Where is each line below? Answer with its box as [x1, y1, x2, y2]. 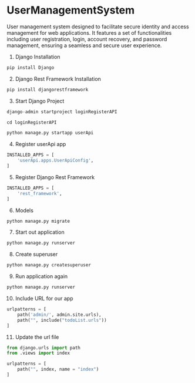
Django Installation [15, 53, 60, 60]
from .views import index [6, 350, 70, 356]
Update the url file [15, 334, 59, 341]
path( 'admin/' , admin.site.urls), [17, 312, 102, 318]
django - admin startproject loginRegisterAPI [6, 108, 117, 115]
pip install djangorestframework [6, 87, 89, 93]
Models [15, 207, 34, 214]
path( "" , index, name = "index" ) [17, 367, 99, 372]
